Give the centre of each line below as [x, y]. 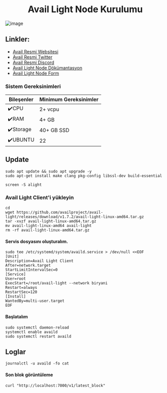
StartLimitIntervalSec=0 [31, 270]
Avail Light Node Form [36, 73]
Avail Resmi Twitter [32, 57]
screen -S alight [24, 185]
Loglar [16, 352]
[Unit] [12, 257]
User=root [16, 279]
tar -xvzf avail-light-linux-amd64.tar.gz [51, 221]
